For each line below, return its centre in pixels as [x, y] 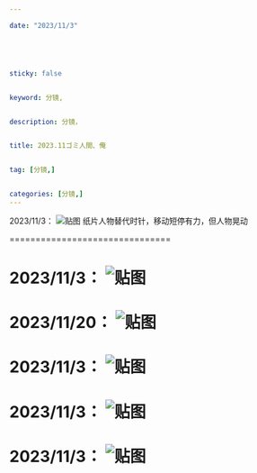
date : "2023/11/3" [44, 25]
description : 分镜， [46, 122]
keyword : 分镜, [36, 97]
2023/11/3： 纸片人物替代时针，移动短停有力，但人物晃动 [129, 221]
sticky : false [36, 73]
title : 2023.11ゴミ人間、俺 [58, 146]
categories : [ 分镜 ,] [46, 195]
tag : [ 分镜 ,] [32, 170]
